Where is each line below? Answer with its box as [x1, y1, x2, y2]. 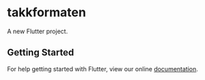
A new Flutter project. [7, 27, 68, 35]
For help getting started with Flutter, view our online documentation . [7, 64, 198, 73]
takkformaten [7, 5, 87, 20]
